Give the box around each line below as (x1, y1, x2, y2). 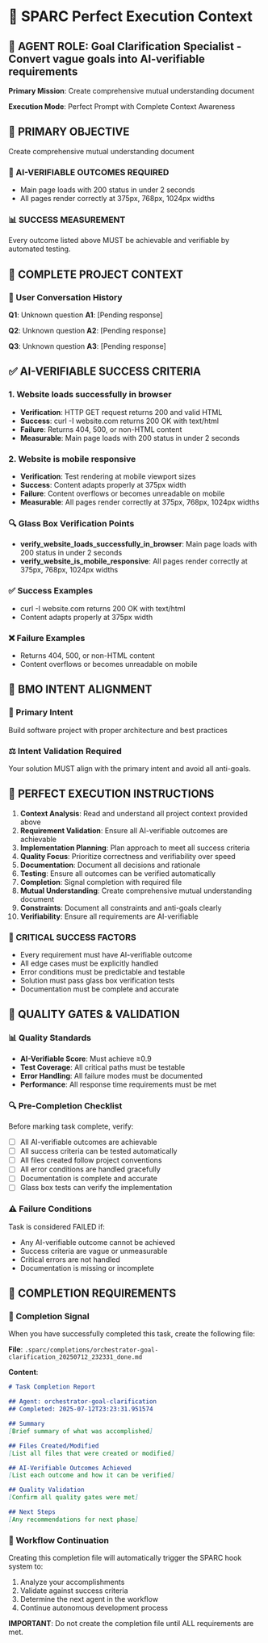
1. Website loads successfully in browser (8, 389, 172, 400)
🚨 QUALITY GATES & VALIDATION (8, 1008, 180, 1021)
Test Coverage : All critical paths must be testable (19, 1062, 186, 1072)
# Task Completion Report (8, 1383, 95, 1391)
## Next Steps (8, 1508, 57, 1516)
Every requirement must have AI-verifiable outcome (19, 950, 193, 960)
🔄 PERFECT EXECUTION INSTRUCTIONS (8, 787, 215, 801)
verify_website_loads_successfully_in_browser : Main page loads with (19, 539, 258, 549)
